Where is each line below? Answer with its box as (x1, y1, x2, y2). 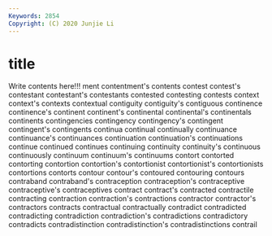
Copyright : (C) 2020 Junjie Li (8, 20, 114, 28)
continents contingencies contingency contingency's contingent (8, 116, 223, 126)
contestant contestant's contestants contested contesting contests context (8, 90, 260, 100)
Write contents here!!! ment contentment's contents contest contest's (8, 81, 241, 91)
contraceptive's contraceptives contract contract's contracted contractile (8, 185, 254, 195)
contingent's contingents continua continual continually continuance (8, 125, 238, 134)
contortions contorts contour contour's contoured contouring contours (8, 168, 245, 177)
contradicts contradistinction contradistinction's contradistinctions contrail (8, 220, 257, 229)
